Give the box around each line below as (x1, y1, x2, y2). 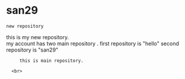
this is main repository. (19, 58, 84, 64)
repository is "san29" (6, 46, 58, 53)
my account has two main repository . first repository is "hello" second (6, 40, 180, 47)
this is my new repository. (6, 33, 70, 40)
